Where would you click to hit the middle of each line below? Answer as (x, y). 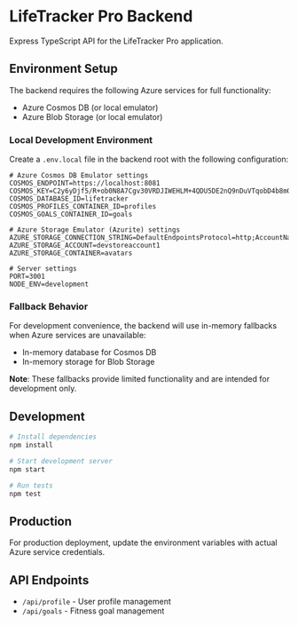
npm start (27, 469)
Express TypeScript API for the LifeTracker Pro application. (116, 41)
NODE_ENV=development (49, 285)
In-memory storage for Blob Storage (88, 362)
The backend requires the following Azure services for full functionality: (140, 90)
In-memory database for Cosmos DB (89, 352)
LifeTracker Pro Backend (101, 16)
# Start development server (61, 461)
